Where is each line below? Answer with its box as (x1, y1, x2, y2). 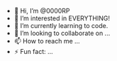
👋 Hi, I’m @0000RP (13, 7, 70, 15)
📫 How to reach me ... (13, 37, 80, 45)
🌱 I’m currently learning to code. (13, 22, 108, 29)
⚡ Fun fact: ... (13, 48, 53, 55)
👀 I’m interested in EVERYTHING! (13, 14, 110, 22)
